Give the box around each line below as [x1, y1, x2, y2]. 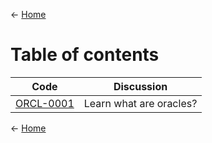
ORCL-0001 [15, 96, 75, 110]
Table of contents [10, 44, 160, 66]
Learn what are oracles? [83, 96, 198, 110]
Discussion [113, 79, 168, 93]
